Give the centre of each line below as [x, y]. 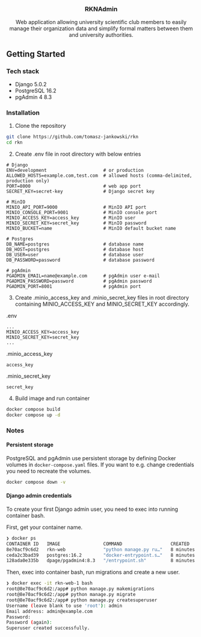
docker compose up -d [33, 415]
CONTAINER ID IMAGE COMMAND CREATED [98, 544]
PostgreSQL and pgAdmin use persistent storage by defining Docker [91, 458]
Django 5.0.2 [31, 84]
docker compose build [33, 410]
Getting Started [36, 54]
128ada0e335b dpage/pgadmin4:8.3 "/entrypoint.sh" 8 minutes [101, 561]
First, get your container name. [45, 527]
